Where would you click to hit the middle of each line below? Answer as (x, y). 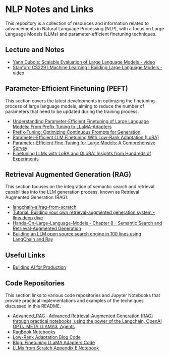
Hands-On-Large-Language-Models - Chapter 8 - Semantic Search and (87, 223)
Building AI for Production (39, 267)
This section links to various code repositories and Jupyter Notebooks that (83, 295)
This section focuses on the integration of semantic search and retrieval (80, 187)
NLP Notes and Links (50, 9)
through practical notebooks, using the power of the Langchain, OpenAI (87, 321)
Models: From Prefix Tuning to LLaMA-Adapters (62, 127)
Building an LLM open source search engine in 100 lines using (77, 234)
